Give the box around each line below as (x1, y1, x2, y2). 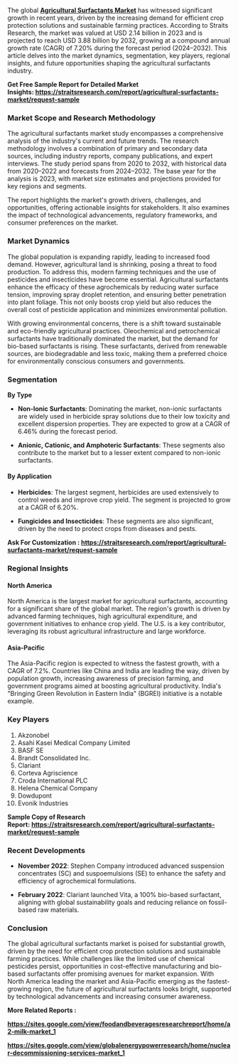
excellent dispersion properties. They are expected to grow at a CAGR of (17, 419, 230, 428)
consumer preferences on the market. (7, 218, 119, 227)
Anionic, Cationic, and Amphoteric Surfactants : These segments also (17, 441, 225, 449)
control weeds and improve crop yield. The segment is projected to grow (17, 495, 231, 504)
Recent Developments (7, 845, 85, 855)
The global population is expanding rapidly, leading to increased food (7, 252, 210, 261)
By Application (7, 472, 52, 480)
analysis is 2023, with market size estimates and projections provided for (7, 174, 222, 183)
